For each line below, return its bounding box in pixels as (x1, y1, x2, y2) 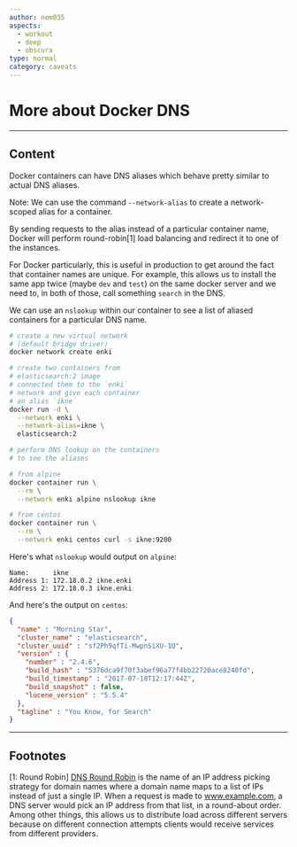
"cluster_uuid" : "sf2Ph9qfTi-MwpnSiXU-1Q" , (17, 641, 184, 650)
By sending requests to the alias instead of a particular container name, (9, 223, 270, 234)
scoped (9, 206, 37, 217)
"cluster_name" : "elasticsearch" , (17, 633, 148, 642)
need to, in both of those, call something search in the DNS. (9, 287, 225, 298)
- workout (17, 29, 53, 38)
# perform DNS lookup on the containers (9, 446, 161, 455)
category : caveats (9, 63, 77, 72)
